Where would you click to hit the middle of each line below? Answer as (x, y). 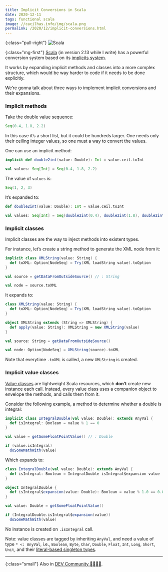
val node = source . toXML (31, 285)
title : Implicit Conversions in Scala (45, 10)
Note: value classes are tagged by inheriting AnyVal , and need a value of (79, 538)
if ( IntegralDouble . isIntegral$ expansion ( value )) (58, 515)
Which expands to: (24, 460)
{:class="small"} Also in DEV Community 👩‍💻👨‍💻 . (54, 563)
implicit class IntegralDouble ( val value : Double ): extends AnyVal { (79, 418)
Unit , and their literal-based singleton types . (51, 549)
